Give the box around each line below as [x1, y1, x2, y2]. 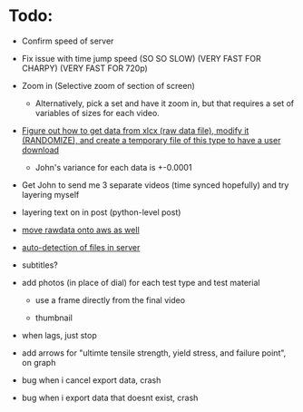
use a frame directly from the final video [34, 294, 186, 305]
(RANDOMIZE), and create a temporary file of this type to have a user [21, 134, 281, 145]
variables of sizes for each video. [34, 107, 160, 118]
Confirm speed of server [21, 35, 114, 46]
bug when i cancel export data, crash [21, 374, 161, 386]
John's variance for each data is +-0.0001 [34, 162, 192, 172]
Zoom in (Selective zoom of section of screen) [21, 80, 196, 91]
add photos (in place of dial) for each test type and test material [21, 277, 260, 288]
